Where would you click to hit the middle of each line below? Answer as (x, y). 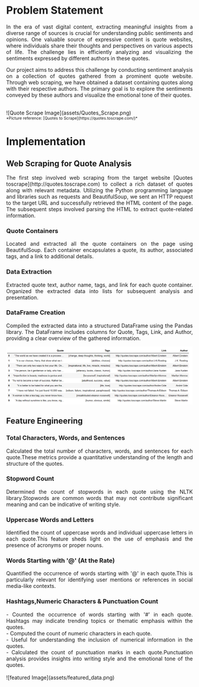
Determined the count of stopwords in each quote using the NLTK (99, 492)
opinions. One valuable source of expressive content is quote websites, (99, 39)
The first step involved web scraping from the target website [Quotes (99, 177)
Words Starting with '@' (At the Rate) (61, 561)
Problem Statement (55, 10)
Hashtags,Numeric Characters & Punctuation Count (82, 602)
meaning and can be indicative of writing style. (63, 504)
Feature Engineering (44, 421)
